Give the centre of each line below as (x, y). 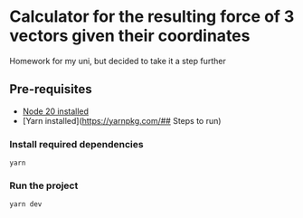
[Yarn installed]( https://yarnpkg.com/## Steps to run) (122, 120)
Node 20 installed (55, 111)
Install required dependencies (76, 144)
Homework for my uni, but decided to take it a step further (118, 61)
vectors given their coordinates (130, 36)
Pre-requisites (51, 89)
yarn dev (26, 204)
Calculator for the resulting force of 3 (152, 17)
